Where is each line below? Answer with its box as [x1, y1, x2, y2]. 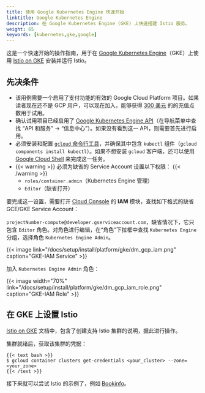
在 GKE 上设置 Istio [6, 310, 78, 320]
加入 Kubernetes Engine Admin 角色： [6, 264, 100, 272]
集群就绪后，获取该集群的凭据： [6, 340, 87, 347]
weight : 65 [6, 26, 34, 32]
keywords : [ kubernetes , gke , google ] [6, 32, 97, 38]
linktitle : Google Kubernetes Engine [6, 15, 103, 21]
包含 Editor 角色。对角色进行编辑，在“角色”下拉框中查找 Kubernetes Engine [6, 226, 197, 233]
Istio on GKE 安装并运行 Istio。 [13, 57, 90, 64]
